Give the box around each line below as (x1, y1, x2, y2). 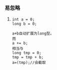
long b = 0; (11, 21, 37, 26)
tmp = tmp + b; (11, 55, 44, 60)
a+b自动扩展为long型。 (11, 31, 54, 36)
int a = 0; (11, 17, 35, 22)
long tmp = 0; (11, 50, 41, 55)
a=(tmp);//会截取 (11, 60, 46, 65)
